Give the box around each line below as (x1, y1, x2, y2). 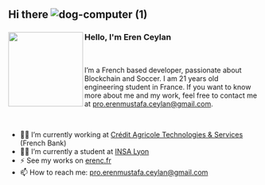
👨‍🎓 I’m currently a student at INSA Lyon (19, 146, 150, 156)
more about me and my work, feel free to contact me (84, 91, 257, 100)
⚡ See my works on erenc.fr (19, 156, 111, 165)
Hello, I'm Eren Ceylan (84, 32, 172, 43)
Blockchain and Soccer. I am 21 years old (84, 73, 219, 83)
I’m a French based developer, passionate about (84, 65, 242, 75)
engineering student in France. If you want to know (84, 82, 251, 91)
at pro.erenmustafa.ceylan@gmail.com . (84, 98, 213, 108)
